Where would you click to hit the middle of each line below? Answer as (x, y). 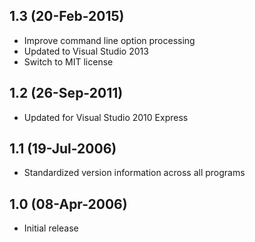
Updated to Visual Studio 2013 (86, 51)
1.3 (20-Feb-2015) (67, 16)
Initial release (51, 228)
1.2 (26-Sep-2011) (66, 93)
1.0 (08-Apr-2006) (68, 204)
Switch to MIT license (68, 61)
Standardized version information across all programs (134, 173)
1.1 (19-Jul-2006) (63, 149)
